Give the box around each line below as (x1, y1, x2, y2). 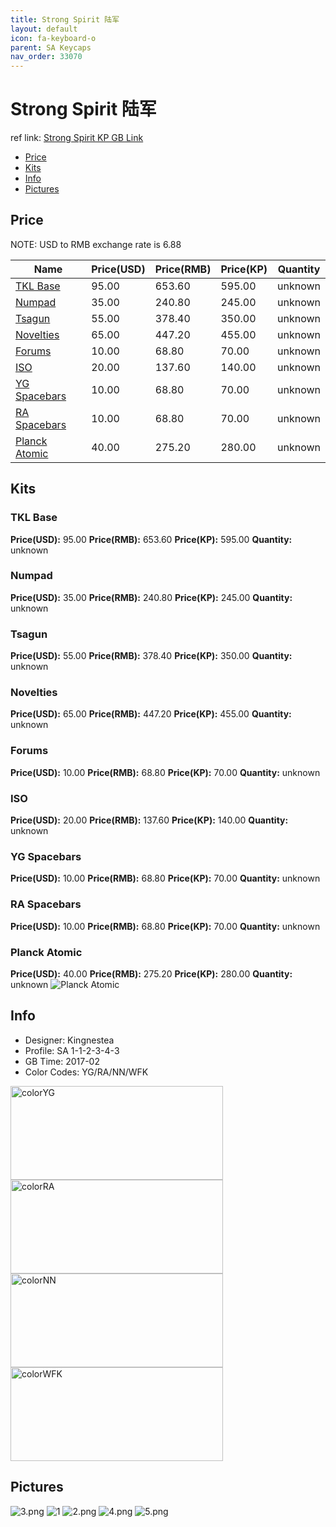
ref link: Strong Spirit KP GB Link (10, 132, 144, 144)
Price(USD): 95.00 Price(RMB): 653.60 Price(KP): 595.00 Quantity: (10, 533, 293, 545)
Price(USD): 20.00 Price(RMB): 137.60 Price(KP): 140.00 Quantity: (10, 814, 289, 826)
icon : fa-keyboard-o (10, 33, 97, 43)
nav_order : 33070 (10, 52, 83, 62)
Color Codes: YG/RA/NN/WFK (24, 1066, 149, 1078)
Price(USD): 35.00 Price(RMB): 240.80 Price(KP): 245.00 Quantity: (10, 591, 293, 603)
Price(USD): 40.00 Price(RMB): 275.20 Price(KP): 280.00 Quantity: (10, 967, 293, 980)
